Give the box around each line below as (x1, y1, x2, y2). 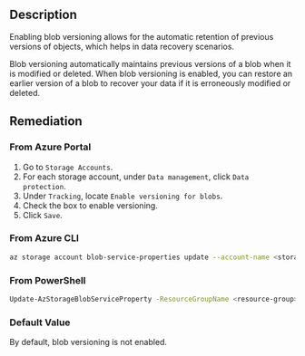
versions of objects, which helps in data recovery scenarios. (9, 41, 234, 52)
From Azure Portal (9, 140, 92, 153)
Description (9, 7, 77, 23)
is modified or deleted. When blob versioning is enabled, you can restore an (9, 68, 293, 79)
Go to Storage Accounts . (22, 161, 113, 172)
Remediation (9, 113, 84, 130)
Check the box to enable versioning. (22, 199, 159, 211)
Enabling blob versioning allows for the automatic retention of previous (9, 31, 274, 42)
